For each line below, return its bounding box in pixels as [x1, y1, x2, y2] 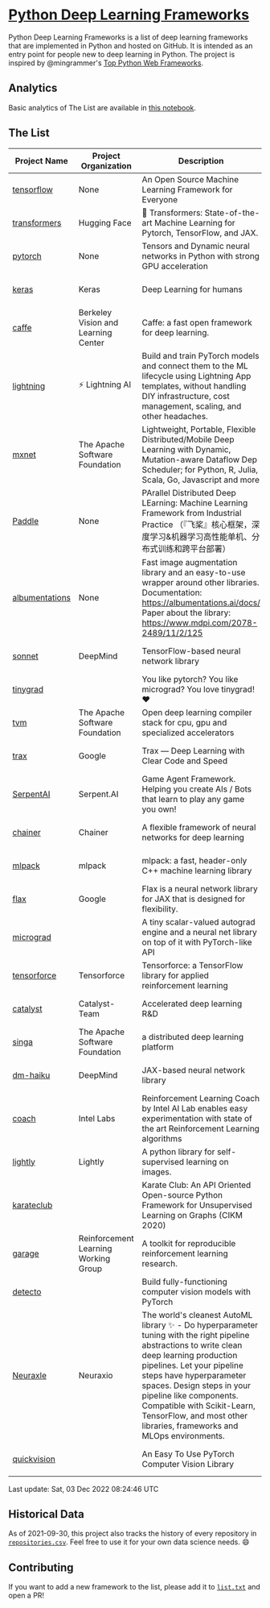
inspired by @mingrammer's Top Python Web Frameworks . [8, 58, 203, 68]
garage [12, 1248, 39, 1259]
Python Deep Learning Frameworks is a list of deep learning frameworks [8, 32, 248, 42]
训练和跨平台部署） [157, 542, 231, 554]
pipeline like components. [141, 1390, 239, 1401]
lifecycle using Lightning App [141, 370, 252, 381]
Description [178, 155, 224, 166]
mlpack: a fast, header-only [141, 854, 247, 866]
